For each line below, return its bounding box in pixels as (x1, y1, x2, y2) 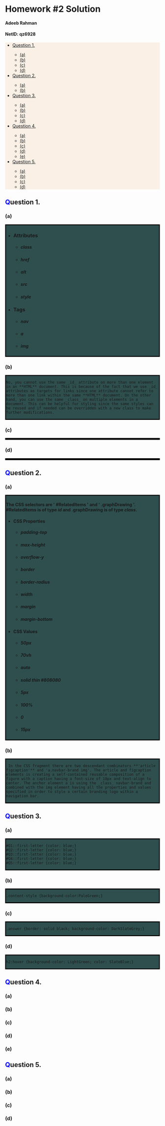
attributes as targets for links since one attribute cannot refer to (6, 388, 154, 394)
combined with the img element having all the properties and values (6, 785, 151, 790)
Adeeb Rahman (5, 20, 37, 26)
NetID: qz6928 (5, 31, 36, 37)
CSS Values (13, 628, 38, 635)
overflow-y (20, 554, 44, 560)
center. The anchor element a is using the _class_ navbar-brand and (6, 781, 151, 786)
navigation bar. (6, 794, 39, 799)
